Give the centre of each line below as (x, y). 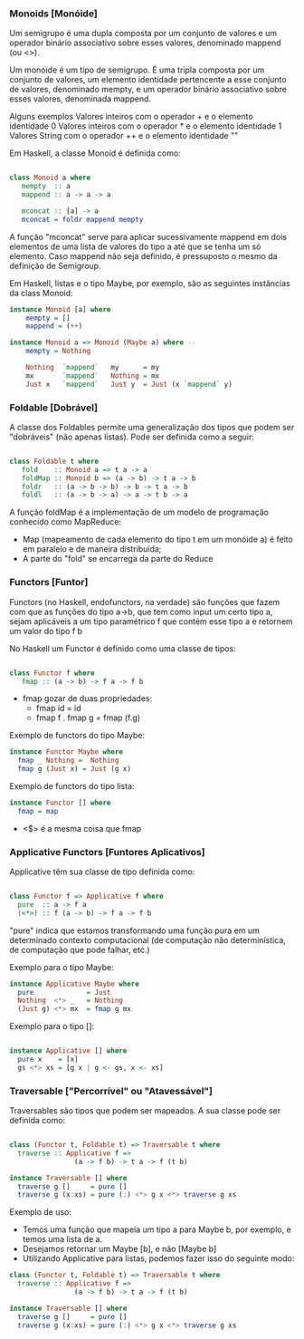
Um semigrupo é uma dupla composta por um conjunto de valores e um (143, 34)
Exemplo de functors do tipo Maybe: (77, 736)
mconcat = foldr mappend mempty (82, 219)
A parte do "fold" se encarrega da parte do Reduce (118, 559)
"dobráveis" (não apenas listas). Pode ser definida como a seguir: (132, 437)
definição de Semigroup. (55, 265)
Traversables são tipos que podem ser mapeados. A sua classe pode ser (145, 1111)
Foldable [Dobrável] (53, 408)
